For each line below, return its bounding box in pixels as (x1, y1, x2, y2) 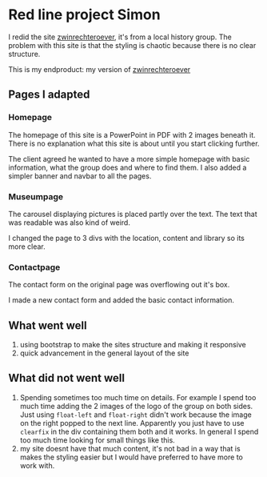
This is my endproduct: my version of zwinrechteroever (8, 64, 191, 74)
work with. (19, 460, 55, 470)
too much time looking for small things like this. (19, 435, 176, 445)
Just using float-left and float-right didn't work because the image (19, 410, 252, 419)
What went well (8, 319, 87, 332)
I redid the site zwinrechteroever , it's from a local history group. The (8, 32, 232, 42)
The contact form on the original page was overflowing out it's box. (8, 280, 230, 290)
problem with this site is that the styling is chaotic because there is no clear (8, 40, 257, 50)
